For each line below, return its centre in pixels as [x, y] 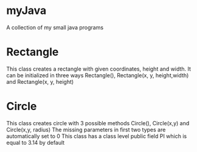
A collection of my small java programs [55, 27]
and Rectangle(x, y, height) [40, 81]
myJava [26, 11]
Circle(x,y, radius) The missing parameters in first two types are [86, 130]
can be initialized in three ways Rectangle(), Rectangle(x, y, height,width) [98, 75]
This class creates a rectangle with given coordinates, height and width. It [99, 69]
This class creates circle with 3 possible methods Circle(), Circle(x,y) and [98, 123]
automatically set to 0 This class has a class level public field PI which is [97, 136]
